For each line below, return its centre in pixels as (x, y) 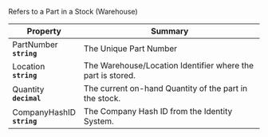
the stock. (102, 98)
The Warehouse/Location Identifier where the (168, 65)
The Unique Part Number (130, 49)
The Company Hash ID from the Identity (158, 111)
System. (99, 121)
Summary (169, 31)
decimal (27, 98)
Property (44, 31)
